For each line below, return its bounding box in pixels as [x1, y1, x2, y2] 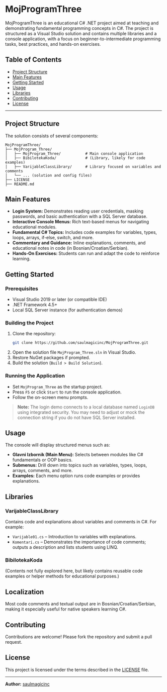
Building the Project [5, 319, 54, 326]
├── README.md [5, 182, 35, 187]
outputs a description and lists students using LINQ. [12, 544, 118, 550]
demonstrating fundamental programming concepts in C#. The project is [5, 25, 154, 31]
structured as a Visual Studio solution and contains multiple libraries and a [5, 30, 157, 36]
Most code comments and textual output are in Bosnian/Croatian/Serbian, [5, 601, 156, 607]
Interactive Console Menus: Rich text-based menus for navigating [12, 219, 149, 225]
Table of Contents [5, 56, 62, 64]
